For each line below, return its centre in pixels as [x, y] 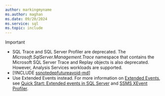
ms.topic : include [24, 28]
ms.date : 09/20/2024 [26, 19]
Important [15, 42]
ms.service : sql [22, 24]
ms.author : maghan [24, 14]
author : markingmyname [28, 10]
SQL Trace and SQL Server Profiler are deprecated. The [69, 52]
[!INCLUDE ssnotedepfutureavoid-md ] [51, 73]
